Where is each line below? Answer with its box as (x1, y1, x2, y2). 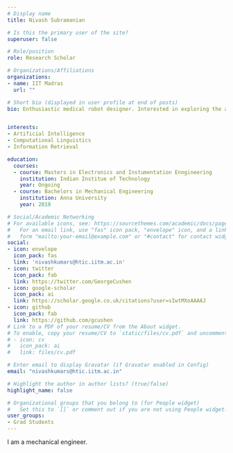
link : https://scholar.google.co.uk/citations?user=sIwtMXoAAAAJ (13, 298, 207, 305)
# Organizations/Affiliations (7, 67, 95, 74)
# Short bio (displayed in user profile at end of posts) (7, 99, 178, 106)
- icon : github (7, 304, 51, 311)
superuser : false (7, 35, 58, 42)
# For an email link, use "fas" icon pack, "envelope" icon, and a (7, 226, 213, 233)
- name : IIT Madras (7, 80, 64, 87)
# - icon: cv (7, 336, 45, 343)
